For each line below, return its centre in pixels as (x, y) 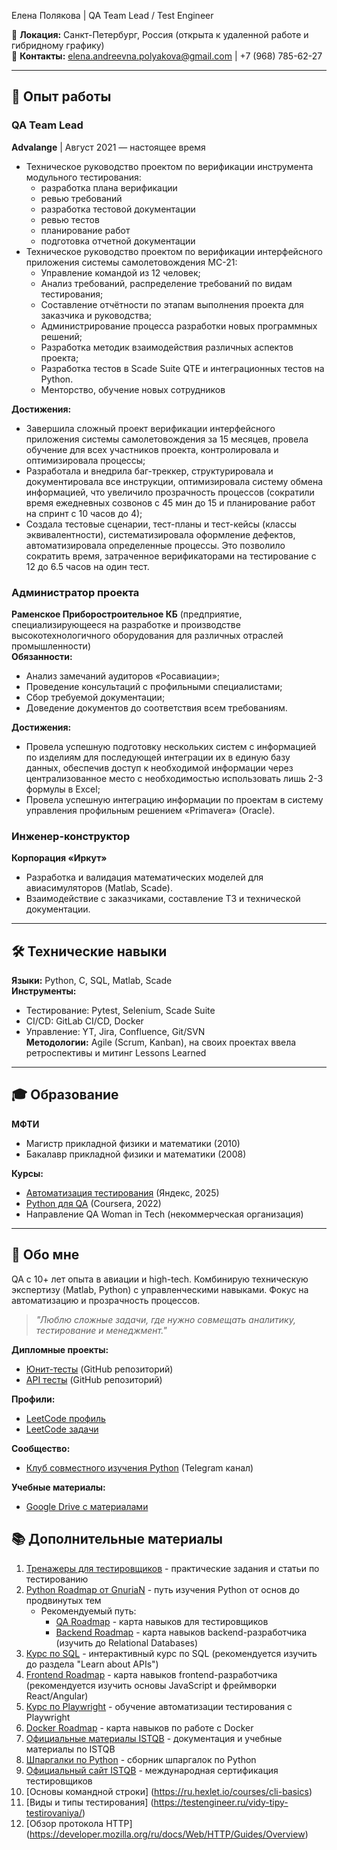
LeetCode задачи (62, 1429)
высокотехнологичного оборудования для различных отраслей (147, 635)
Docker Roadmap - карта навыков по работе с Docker (139, 1727)
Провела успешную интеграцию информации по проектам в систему (174, 799)
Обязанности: (42, 656)
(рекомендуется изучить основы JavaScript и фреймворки (151, 1685)
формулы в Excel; (63, 789)
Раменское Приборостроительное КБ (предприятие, (127, 614)
